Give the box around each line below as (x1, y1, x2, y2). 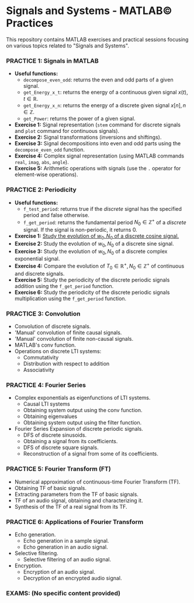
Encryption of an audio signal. (23, 568, 95, 575)
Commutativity (23, 354, 59, 361)
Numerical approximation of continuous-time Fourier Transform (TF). (14, 478, 181, 485)
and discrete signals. (14, 270, 65, 277)
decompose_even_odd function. (14, 146, 85, 153)
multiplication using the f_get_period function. (14, 294, 127, 302)
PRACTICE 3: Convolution (6, 309, 81, 317)
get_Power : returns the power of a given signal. (23, 115, 136, 122)
